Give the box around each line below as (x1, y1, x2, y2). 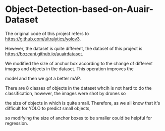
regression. (5, 120, 28, 126)
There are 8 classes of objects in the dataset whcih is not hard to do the (5, 85, 152, 91)
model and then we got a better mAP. (5, 75, 81, 81)
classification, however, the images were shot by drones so (5, 90, 126, 96)
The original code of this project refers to (5, 30, 89, 36)
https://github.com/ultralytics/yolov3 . (5, 36, 81, 42)
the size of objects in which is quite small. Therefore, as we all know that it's (5, 100, 161, 106)
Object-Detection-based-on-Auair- (5, 3, 154, 15)
